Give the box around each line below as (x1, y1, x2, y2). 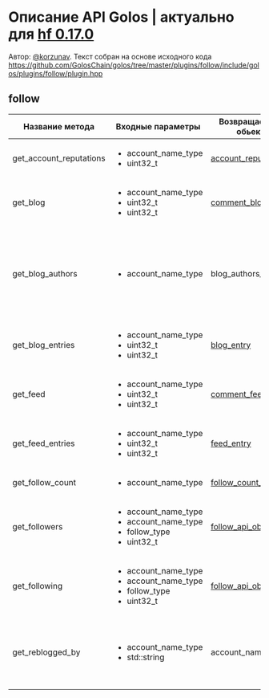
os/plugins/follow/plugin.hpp (8, 68, 103, 78)
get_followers (12, 520, 63, 532)
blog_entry (211, 339, 251, 350)
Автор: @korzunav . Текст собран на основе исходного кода (8, 51, 212, 61)
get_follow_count (12, 476, 77, 488)
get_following (12, 580, 63, 591)
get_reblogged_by (12, 647, 81, 658)
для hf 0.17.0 (8, 25, 94, 43)
